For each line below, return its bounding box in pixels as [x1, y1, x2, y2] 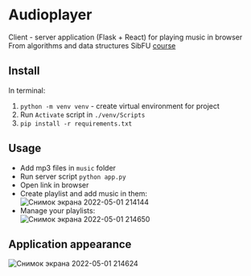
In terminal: [8, 85, 46, 95]
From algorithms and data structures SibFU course [8, 40, 176, 50]
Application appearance [8, 237, 132, 251]
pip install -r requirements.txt [19, 119, 133, 128]
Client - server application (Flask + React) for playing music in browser [8, 32, 243, 42]
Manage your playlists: [19, 205, 96, 215]
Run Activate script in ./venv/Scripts [19, 109, 146, 119]
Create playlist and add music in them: [19, 188, 147, 198]
